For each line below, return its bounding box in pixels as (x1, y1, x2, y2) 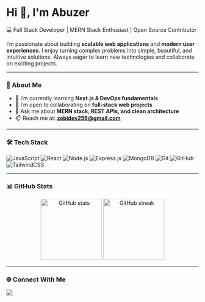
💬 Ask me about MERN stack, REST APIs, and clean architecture (15, 108, 179, 115)
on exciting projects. (6, 59, 58, 67)
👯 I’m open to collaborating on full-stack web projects (15, 101, 153, 109)
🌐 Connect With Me (6, 275, 66, 284)
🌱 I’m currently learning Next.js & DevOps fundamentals (15, 95, 159, 102)
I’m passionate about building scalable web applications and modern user (6, 40, 195, 48)
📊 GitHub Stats (6, 182, 53, 191)
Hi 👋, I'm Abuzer (6, 6, 90, 20)
